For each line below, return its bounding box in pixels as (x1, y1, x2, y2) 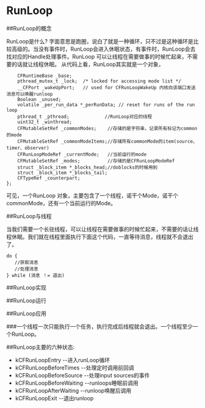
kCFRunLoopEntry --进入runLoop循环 (15, 356, 110, 363)
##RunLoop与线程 (6, 212, 52, 220)
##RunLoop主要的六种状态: (6, 343, 75, 351)
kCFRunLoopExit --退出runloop (15, 395, 94, 402)
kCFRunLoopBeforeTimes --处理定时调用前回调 (15, 364, 134, 371)
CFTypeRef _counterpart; (17, 175, 81, 181)
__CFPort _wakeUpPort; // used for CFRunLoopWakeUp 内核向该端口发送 (17, 84, 196, 90)
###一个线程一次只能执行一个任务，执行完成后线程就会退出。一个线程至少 (6, 322, 193, 330)
